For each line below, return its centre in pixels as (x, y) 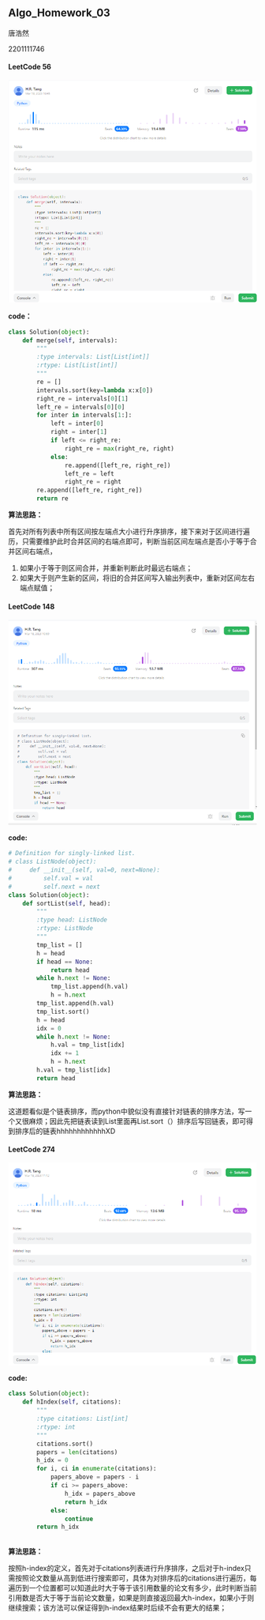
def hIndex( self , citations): (72, 1402)
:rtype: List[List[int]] (77, 365)
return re (52, 499)
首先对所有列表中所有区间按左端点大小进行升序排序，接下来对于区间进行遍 (129, 532)
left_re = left (89, 473)
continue (78, 1519)
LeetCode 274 (32, 1150)
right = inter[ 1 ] (79, 432)
